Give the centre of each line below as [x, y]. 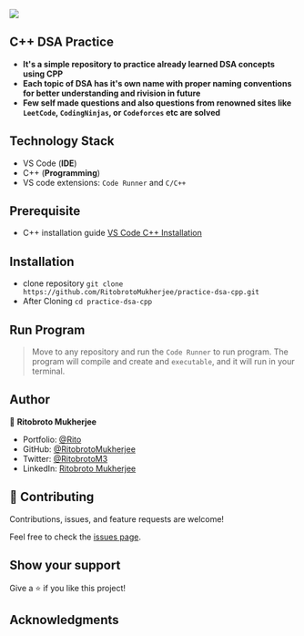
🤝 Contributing [52, 497]
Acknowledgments [65, 620]
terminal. [48, 371]
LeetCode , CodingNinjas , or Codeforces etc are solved [122, 112]
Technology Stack [62, 141]
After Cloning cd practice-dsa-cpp [87, 302]
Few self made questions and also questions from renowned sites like [157, 103]
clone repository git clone [73, 283]
